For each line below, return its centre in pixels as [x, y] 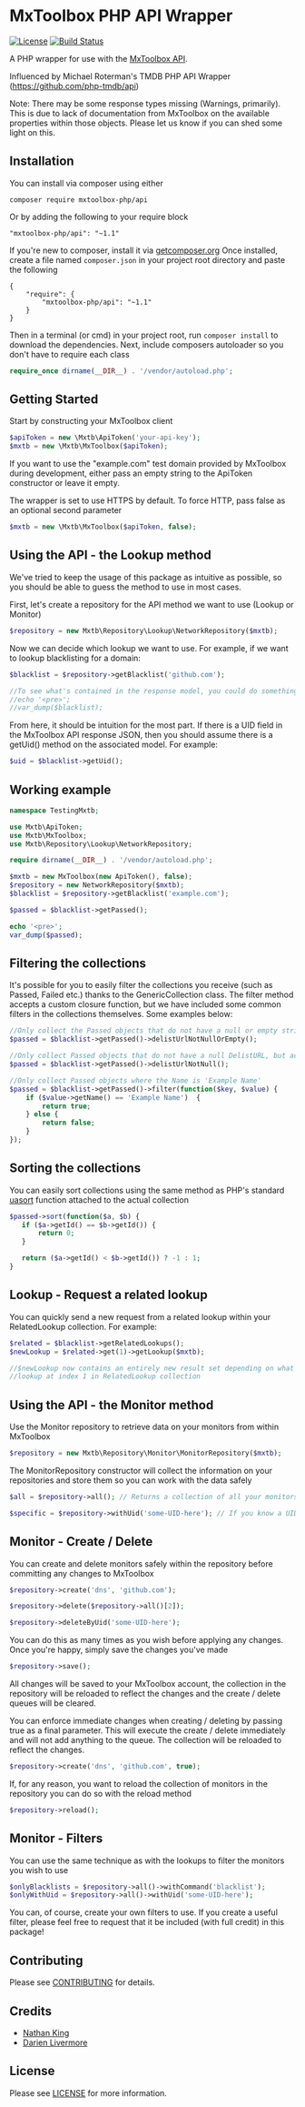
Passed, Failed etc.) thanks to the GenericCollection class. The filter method [152, 995]
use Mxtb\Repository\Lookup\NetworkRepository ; [101, 844]
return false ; [69, 1123]
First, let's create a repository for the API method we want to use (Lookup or [152, 604]
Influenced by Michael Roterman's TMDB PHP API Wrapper [120, 76]
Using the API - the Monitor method [112, 1405]
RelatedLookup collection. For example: [83, 1326]
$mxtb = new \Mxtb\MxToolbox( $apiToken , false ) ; [103, 527]
